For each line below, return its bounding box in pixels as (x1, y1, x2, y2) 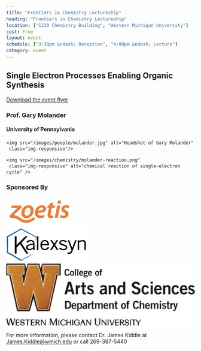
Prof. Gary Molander (6, 111, 66, 119)
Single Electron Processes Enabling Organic (6, 71, 173, 81)
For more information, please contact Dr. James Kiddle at (6, 332, 147, 339)
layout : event (6, 35, 42, 41)
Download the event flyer (6, 96, 69, 103)
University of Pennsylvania (6, 126, 75, 133)
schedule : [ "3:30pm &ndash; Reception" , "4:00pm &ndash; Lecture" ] (6, 41, 178, 47)
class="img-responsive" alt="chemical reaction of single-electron (8, 163, 181, 169)
